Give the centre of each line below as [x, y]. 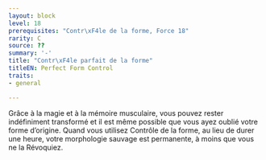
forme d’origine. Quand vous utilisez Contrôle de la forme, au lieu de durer [131, 130]
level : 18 [25, 23]
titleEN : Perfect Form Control [61, 68]
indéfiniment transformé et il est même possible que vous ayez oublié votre [133, 121]
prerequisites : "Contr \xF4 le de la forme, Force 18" [99, 31]
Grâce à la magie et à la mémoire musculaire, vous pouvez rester [116, 113]
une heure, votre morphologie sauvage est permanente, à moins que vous [131, 138]
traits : [21, 76]
